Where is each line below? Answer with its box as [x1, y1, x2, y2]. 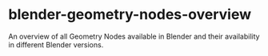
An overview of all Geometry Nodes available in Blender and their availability [8, 32, 260, 41]
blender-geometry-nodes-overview [8, 6, 252, 24]
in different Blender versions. [8, 39, 104, 49]
